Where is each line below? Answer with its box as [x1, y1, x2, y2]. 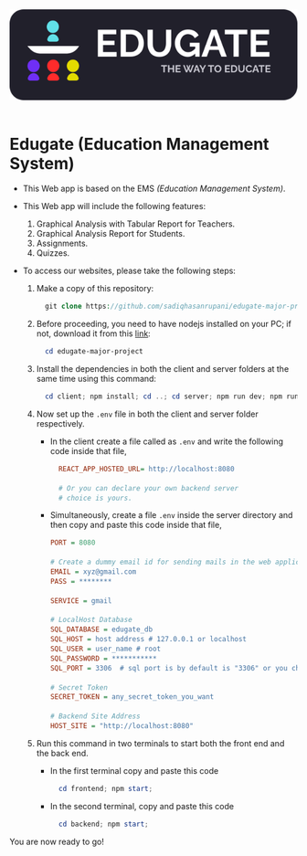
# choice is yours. [58, 493, 132, 502]
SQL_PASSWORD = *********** [49, 653, 157, 663]
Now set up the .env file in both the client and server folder [36, 408, 259, 419]
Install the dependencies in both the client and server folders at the [36, 364, 290, 375]
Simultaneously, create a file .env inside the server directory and [49, 510, 293, 521]
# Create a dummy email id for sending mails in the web [49, 557, 271, 567]
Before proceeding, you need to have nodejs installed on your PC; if [36, 319, 292, 330]
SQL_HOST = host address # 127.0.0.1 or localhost [49, 635, 248, 644]
